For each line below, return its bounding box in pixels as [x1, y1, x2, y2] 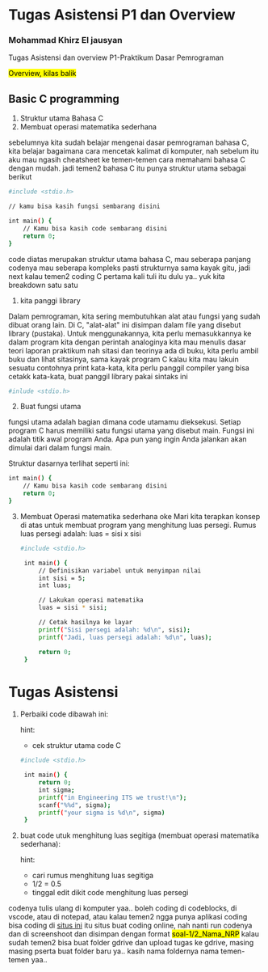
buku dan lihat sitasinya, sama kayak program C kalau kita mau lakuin [8, 354, 240, 364]
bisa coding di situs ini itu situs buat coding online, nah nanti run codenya [8, 920, 253, 931]
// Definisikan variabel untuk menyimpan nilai [38, 566, 202, 575]
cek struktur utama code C [31, 741, 121, 750]
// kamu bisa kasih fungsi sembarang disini [8, 202, 161, 211]
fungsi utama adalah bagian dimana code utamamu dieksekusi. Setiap [8, 417, 241, 427]
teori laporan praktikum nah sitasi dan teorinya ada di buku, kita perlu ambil [8, 345, 259, 355]
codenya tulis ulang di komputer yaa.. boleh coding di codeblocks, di [8, 903, 237, 913]
